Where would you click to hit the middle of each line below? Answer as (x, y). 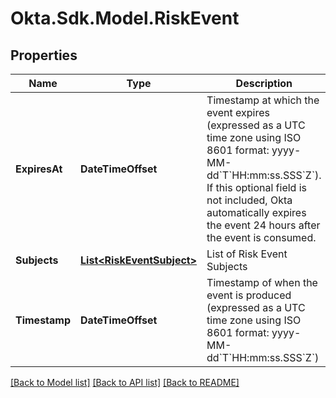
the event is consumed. (261, 237)
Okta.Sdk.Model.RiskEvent (125, 18)
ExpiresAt (39, 169)
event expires (238, 112)
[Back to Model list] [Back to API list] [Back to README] (125, 382)
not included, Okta (249, 200)
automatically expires (256, 212)
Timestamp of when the (262, 282)
